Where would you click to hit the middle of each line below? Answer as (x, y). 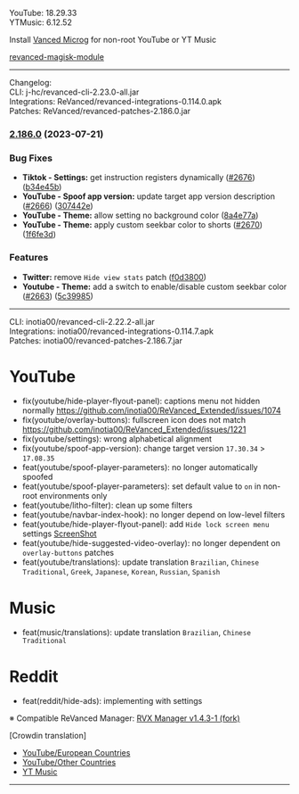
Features (29, 258)
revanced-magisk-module (57, 57)
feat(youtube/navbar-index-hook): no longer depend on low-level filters (154, 515)
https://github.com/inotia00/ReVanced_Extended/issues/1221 (134, 430)
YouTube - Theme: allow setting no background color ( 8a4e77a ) (140, 215)
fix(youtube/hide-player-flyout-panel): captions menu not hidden (141, 401)
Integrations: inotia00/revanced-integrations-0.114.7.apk (111, 331)
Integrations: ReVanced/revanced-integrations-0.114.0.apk (116, 101)
